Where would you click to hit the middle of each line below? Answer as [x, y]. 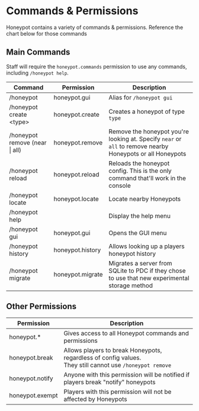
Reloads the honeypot [139, 163]
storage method [131, 285]
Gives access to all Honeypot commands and [126, 333]
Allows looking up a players [147, 246]
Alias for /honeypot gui [141, 97]
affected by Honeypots [95, 399]
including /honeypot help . [38, 73]
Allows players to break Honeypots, [113, 350]
